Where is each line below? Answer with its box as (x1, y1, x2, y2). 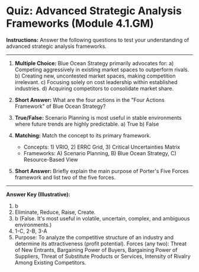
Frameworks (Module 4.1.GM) (6, 17, 154, 30)
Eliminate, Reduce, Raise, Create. (14, 209, 96, 216)
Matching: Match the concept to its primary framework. (14, 132, 151, 139)
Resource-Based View (23, 156, 78, 163)
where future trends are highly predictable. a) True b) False (14, 120, 159, 127)
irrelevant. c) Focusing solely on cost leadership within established (14, 78, 178, 85)
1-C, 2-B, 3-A (14, 227, 47, 235)
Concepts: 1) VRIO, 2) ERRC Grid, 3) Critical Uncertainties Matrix (23, 143, 181, 151)
